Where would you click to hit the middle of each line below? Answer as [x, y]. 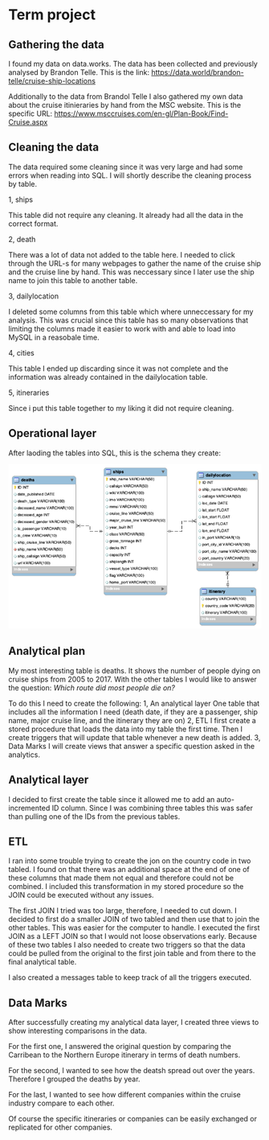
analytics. [24, 755]
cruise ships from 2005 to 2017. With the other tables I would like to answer [132, 679]
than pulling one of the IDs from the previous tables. [94, 816]
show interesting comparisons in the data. [77, 1031]
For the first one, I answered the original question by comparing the [120, 1047]
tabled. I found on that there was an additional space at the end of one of [129, 870]
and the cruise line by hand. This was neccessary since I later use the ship [131, 272]
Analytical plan [47, 651]
